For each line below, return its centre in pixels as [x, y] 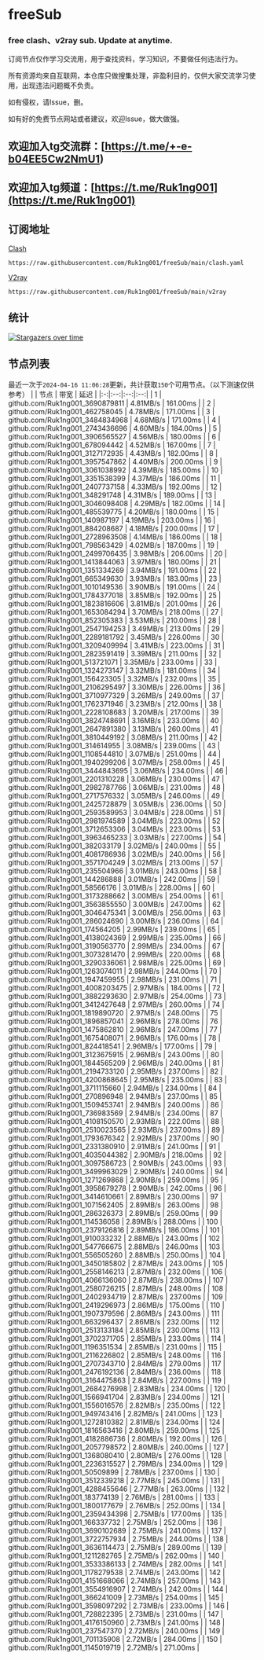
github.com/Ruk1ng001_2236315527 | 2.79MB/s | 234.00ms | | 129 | [118, 1464]
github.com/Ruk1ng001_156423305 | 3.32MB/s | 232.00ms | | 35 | [114, 678]
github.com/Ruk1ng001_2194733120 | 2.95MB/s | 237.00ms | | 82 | [115, 1071]
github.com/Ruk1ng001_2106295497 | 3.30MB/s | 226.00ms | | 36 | [117, 687]
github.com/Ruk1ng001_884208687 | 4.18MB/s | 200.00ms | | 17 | [114, 528]
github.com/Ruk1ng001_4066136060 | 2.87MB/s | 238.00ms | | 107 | [118, 1280]
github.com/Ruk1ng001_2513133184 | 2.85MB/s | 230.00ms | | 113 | [116, 1330]
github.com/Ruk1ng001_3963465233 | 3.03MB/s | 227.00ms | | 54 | [117, 837]
